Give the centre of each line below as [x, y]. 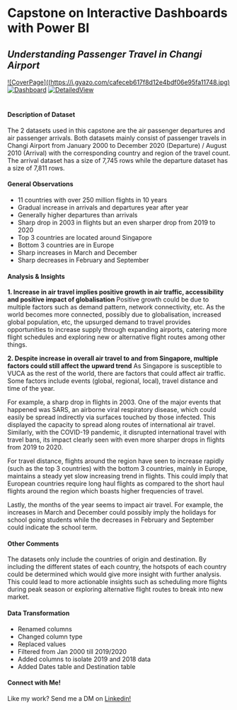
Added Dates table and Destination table [76, 666]
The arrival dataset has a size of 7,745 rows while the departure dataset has [118, 160]
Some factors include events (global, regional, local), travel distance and [112, 381]
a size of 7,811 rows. [36, 168]
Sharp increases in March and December [77, 252]
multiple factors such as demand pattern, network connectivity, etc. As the [116, 307]
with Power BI [48, 28]
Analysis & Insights [36, 276]
